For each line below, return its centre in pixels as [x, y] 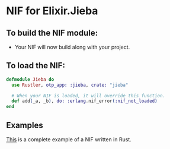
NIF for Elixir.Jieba [52, 11]
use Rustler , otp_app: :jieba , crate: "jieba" [70, 85]
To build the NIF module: [52, 33]
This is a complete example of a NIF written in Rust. [69, 140]
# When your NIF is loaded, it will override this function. [89, 96]
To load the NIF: [36, 66]
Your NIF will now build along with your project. [72, 47]
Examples [25, 125]
